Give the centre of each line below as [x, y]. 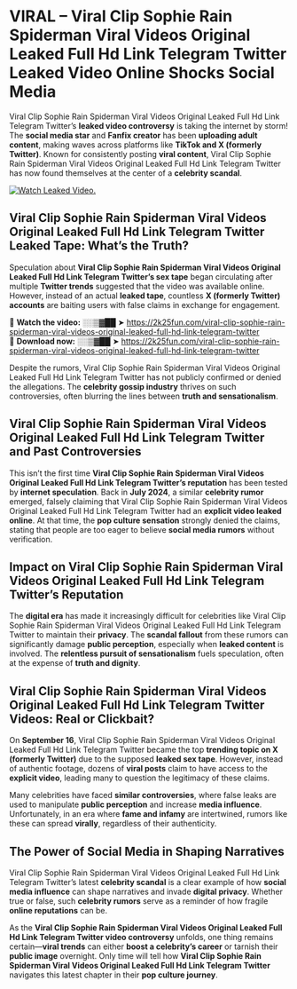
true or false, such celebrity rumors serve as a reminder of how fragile [139, 901]
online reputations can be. [59, 910]
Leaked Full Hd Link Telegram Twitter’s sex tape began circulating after [141, 276]
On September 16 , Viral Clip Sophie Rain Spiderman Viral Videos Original [142, 740]
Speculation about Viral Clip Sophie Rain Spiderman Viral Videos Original [145, 267]
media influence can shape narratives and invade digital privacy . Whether [146, 891]
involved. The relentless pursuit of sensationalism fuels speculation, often [146, 653]
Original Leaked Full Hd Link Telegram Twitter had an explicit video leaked [145, 510]
